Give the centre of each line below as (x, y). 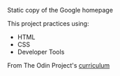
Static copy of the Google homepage (60, 10)
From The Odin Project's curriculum (59, 65)
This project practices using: (48, 23)
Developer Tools (41, 52)
